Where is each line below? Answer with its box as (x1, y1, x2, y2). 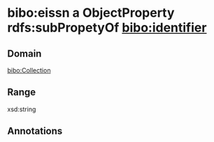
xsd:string (7, 105, 36, 113)
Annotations (7, 125, 63, 137)
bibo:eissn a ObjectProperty (7, 5, 175, 21)
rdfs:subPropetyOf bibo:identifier (7, 20, 207, 36)
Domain (7, 48, 42, 59)
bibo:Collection (7, 66, 51, 74)
